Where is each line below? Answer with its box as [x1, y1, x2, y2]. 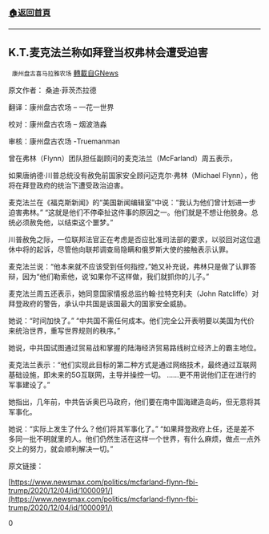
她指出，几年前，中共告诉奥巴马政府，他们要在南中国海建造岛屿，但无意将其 [8, 397, 261, 407]
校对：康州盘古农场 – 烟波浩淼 [8, 119, 107, 129]
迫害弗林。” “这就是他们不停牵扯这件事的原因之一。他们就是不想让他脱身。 [8, 208, 252, 217]
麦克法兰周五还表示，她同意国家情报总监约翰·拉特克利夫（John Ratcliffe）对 [8, 289, 259, 298]
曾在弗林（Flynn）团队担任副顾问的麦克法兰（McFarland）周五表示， [8, 154, 238, 164]
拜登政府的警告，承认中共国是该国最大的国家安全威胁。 [8, 299, 191, 309]
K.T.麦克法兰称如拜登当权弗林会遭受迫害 [8, 46, 208, 59]
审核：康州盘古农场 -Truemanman [8, 136, 121, 146]
